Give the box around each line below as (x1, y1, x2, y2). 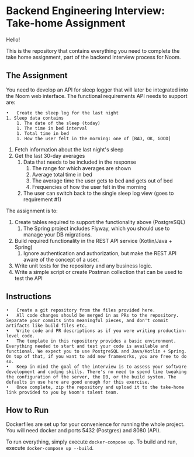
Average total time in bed (32, 171, 92, 178)
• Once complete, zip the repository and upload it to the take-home (6, 384, 184, 390)
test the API (14, 275, 43, 282)
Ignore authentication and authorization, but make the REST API (23, 249, 177, 256)
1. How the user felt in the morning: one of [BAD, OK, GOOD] (16, 136, 171, 141)
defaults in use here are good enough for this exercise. (6, 379, 150, 385)
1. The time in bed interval (16, 125, 88, 131)
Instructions (6, 292, 51, 302)
